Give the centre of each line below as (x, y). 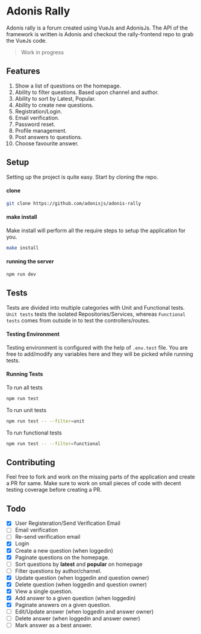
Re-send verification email (48, 537)
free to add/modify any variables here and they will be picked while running (100, 354)
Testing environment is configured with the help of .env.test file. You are (97, 347)
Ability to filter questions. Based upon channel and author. (87, 92)
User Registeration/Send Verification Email (68, 523)
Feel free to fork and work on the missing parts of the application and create (101, 477)
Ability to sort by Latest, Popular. (55, 98)
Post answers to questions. (48, 137)
